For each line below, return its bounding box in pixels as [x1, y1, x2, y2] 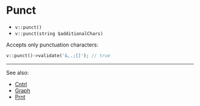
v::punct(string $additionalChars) [14, 30, 104, 36]
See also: [6, 69, 29, 76]
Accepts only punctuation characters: [6, 41, 99, 48]
